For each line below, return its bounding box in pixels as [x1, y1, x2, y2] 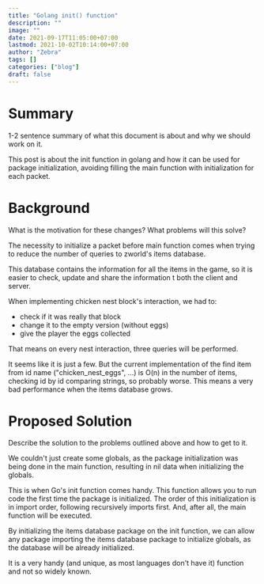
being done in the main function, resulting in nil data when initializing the [8, 462, 244, 472]
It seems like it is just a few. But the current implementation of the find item [8, 359, 251, 369]
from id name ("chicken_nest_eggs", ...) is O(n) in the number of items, [8, 367, 238, 377]
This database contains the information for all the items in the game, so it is [8, 264, 253, 274]
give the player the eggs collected [19, 328, 131, 338]
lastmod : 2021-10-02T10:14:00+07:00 [8, 41, 129, 49]
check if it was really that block [19, 312, 122, 321]
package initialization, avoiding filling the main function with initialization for [8, 163, 255, 173]
